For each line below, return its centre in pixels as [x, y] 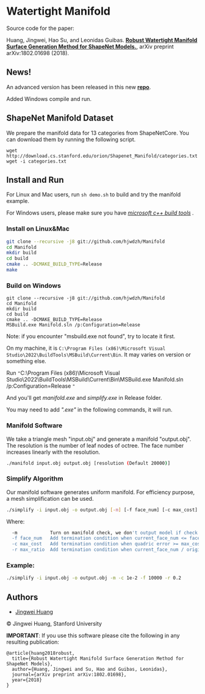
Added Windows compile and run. [49, 98]
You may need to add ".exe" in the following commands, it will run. [89, 410]
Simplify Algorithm [35, 479]
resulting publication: [33, 642]
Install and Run [35, 179]
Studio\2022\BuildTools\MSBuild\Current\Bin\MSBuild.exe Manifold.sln [95, 380]
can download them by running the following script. [71, 139]
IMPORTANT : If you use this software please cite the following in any [93, 636]
